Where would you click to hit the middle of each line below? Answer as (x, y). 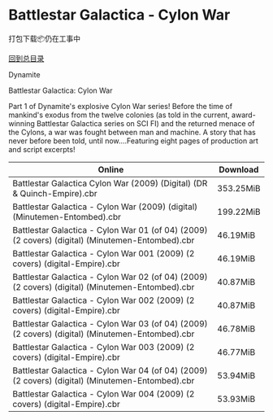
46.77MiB (236, 352)
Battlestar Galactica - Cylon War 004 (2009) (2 (104, 394)
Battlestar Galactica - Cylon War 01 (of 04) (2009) (110, 230)
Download (239, 169)
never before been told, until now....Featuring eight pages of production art (133, 141)
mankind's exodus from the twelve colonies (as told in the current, (119, 115)
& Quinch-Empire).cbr (55, 193)
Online (111, 169)
